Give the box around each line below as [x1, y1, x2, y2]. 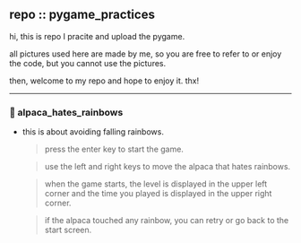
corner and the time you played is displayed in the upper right [44, 188, 272, 199]
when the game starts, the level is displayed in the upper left [44, 178, 268, 189]
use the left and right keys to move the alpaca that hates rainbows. [44, 161, 291, 172]
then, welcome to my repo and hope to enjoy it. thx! [9, 75, 200, 86]
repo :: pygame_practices [9, 7, 155, 22]
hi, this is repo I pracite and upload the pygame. [9, 30, 185, 41]
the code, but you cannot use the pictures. [9, 57, 167, 68]
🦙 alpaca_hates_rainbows [9, 106, 124, 118]
